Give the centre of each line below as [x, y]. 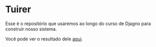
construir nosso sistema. [31, 29]
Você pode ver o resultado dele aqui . [44, 39]
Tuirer [18, 9]
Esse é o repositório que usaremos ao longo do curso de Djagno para [78, 24]
